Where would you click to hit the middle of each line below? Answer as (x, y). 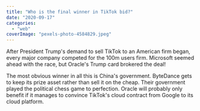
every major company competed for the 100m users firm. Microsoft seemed (100, 58)
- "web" (21, 29)
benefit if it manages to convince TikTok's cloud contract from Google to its (100, 95)
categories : (21, 23)
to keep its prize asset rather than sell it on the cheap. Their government (96, 83)
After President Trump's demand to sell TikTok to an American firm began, (98, 51)
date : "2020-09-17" (31, 17)
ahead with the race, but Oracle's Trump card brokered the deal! (86, 65)
